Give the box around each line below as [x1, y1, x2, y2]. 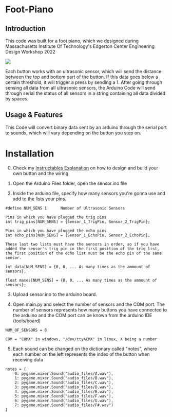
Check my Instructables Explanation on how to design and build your [12, 165, 158, 171]
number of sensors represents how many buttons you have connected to [12, 306, 167, 312]
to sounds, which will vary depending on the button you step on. [5, 130, 141, 136]
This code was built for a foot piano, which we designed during [5, 38, 139, 44]
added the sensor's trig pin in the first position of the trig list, [5, 246, 160, 251]
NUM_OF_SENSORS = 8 [5, 327, 47, 333]
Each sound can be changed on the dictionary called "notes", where [12, 345, 158, 352]
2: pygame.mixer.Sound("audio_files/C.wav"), [14, 380, 114, 385]
